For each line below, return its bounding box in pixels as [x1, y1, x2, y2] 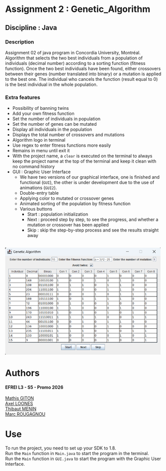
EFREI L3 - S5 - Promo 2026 [5, 384, 64, 390]
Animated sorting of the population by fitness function [19, 201, 131, 207]
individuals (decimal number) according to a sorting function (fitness [5, 60, 146, 66]
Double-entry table [19, 190, 59, 196]
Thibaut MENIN [5, 406, 36, 412]
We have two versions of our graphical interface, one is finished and [19, 174, 160, 180]
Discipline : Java [5, 23, 57, 32]
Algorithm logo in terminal [12, 137, 66, 143]
